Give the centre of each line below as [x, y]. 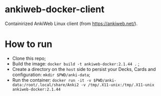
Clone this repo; [29, 58]
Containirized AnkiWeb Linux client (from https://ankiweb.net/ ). [71, 23]
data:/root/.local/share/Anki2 [45, 85]
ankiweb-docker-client [55, 9]
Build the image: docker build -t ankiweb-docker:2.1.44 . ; [76, 64]
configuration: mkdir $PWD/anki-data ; [51, 75]
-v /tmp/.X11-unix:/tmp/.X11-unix [118, 85]
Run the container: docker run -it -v [52, 80]
